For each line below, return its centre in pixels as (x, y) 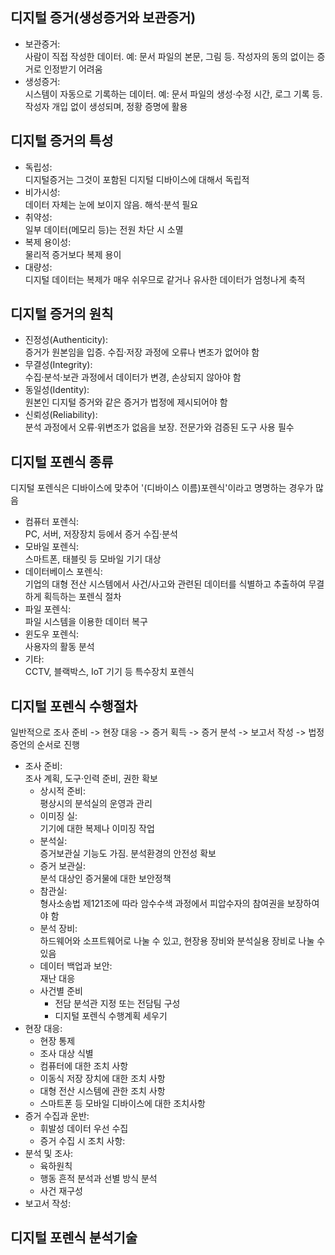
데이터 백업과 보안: (76, 966)
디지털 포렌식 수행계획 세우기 (111, 1016)
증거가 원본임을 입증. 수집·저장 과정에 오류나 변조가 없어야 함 (142, 352)
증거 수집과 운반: (57, 1116)
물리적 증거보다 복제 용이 (73, 254)
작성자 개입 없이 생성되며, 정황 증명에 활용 (106, 106)
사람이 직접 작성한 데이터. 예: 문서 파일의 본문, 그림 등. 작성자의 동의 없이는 (169, 56)
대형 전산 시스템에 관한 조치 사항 (102, 1091)
